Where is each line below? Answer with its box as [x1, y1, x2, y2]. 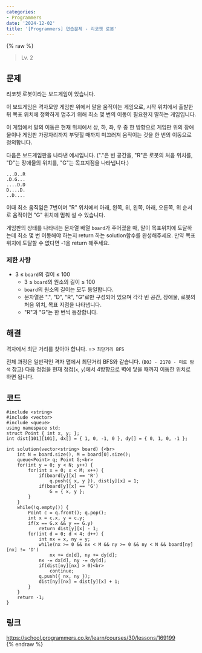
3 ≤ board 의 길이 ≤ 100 [15, 271, 71, 278]
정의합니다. [6, 139, 33, 146]
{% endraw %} [6, 640, 44, 648]
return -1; [17, 594, 45, 600]
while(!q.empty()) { [17, 504, 69, 510]
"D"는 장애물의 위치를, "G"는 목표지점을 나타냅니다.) [6, 159, 129, 166]
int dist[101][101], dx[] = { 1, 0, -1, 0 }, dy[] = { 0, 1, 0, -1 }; [6, 435, 188, 442]
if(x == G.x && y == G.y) [28, 520, 94, 527]
